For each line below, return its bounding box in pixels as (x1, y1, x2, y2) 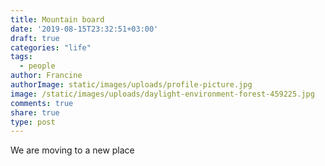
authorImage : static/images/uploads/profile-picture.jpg (10, 80, 253, 90)
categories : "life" (10, 42, 92, 53)
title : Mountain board (10, 14, 105, 25)
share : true (10, 107, 60, 118)
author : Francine (10, 71, 83, 81)
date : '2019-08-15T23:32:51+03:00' (10, 24, 159, 34)
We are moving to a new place (10, 144, 135, 156)
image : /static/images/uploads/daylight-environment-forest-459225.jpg (10, 89, 315, 99)
